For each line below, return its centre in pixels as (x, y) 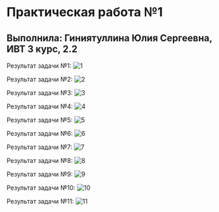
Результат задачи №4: (40, 106)
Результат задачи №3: (40, 93)
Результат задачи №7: (40, 147)
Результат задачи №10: (41, 188)
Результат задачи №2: (40, 79)
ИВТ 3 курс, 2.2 (42, 49)
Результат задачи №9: (40, 174)
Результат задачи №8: (40, 161)
